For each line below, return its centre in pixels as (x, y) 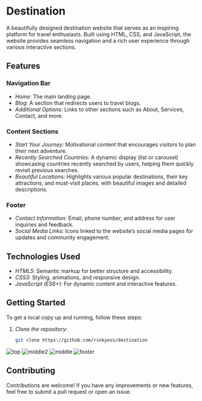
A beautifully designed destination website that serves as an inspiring (93, 28)
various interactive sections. (41, 47)
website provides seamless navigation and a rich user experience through (98, 40)
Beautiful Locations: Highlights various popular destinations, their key (101, 176)
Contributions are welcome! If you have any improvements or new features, (100, 385)
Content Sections (32, 131)
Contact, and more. (39, 115)
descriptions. (31, 189)
